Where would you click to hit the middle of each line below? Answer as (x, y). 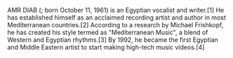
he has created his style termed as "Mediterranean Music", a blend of (108, 32)
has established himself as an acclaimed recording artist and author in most (116, 17)
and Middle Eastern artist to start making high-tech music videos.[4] (106, 47)
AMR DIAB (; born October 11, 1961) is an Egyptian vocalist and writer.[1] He (116, 10)
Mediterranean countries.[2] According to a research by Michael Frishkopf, (115, 25)
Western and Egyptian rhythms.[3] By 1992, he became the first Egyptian (113, 40)
